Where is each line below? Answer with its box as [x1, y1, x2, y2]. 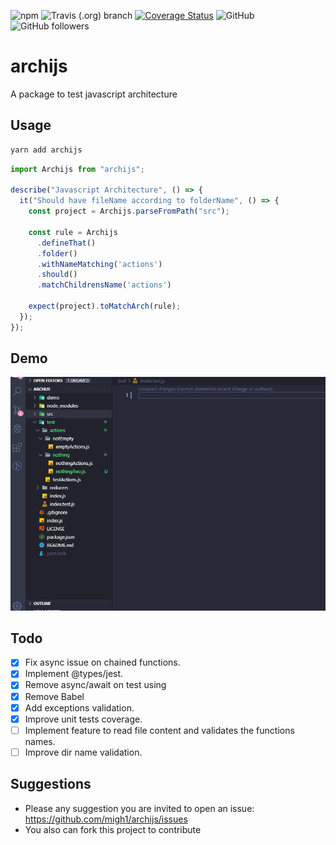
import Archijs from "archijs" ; [10, 164, 145, 174]
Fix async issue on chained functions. [24, 656, 181, 669]
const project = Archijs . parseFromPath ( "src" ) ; [28, 206, 230, 217]
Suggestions [10, 776, 92, 793]
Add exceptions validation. [24, 701, 135, 714]
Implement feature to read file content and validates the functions [24, 724, 295, 736]
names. [24, 735, 56, 747]
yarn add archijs [10, 145, 83, 155]
